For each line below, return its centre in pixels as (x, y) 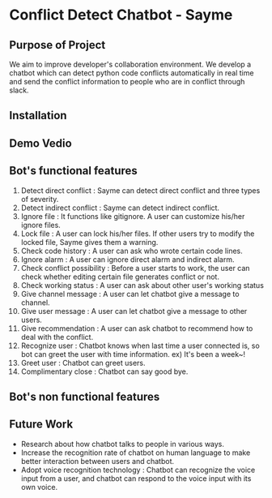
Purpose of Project (57, 45)
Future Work (41, 425)
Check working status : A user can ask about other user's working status (142, 285)
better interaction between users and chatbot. (98, 461)
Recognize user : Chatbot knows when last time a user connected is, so (140, 346)
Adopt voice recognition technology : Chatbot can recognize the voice (138, 470)
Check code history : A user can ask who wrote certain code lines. (132, 251)
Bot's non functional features (85, 396)
